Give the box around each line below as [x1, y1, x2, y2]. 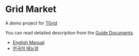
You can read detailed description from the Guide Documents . [5, 29, 134, 35]
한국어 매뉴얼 [12, 45, 39, 51]
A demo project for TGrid [5, 20, 57, 26]
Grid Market [5, 3, 57, 15]
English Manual [12, 39, 44, 45]
